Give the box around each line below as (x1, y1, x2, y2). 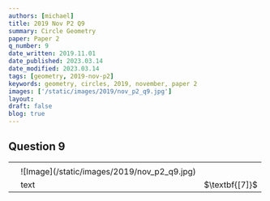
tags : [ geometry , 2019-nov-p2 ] (8, 72, 114, 80)
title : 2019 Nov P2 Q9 (8, 19, 85, 28)
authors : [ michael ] (8, 11, 75, 20)
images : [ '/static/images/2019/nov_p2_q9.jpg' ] (8, 87, 173, 96)
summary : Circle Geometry (8, 27, 96, 35)
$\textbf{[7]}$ (204, 179, 258, 190)
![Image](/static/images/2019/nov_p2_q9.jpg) (20, 165, 196, 177)
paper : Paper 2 (8, 34, 60, 43)
